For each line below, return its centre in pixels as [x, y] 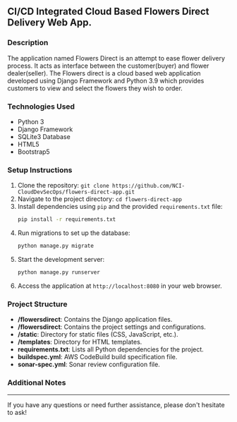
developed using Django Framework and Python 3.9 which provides [106, 80]
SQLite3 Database [44, 136]
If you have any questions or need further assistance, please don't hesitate [116, 404]
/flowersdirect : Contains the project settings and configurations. [111, 327]
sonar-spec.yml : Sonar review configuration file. [89, 364]
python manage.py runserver [59, 272]
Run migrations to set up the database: [74, 233]
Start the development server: [61, 260]
